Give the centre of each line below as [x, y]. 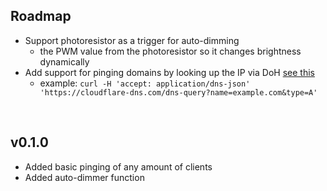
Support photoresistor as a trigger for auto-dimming [132, 40]
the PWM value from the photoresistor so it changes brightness [170, 51]
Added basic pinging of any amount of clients [118, 166]
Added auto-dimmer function [84, 177]
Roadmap [41, 16]
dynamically [64, 61]
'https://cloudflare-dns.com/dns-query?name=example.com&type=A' [178, 92]
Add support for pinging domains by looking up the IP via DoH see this [169, 72]
